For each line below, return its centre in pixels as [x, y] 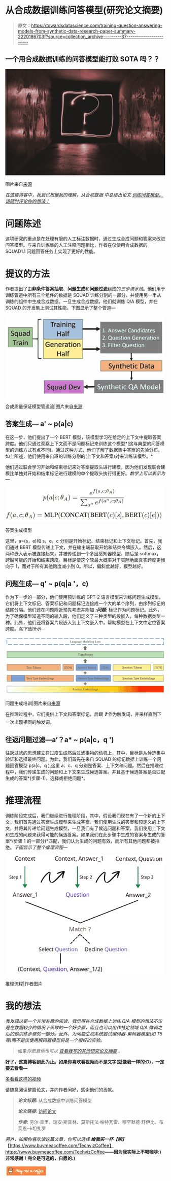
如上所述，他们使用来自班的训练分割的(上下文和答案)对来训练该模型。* [79, 456]
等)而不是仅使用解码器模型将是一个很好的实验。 [55, 1040]
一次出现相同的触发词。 [30, 722]
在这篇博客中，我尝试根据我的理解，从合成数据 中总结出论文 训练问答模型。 [84, 195]
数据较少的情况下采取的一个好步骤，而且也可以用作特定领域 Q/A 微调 [86, 1027]
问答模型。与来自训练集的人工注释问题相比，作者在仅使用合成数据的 [76, 245]
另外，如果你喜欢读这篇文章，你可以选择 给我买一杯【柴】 [66, 1139]
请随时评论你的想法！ [27, 201]
